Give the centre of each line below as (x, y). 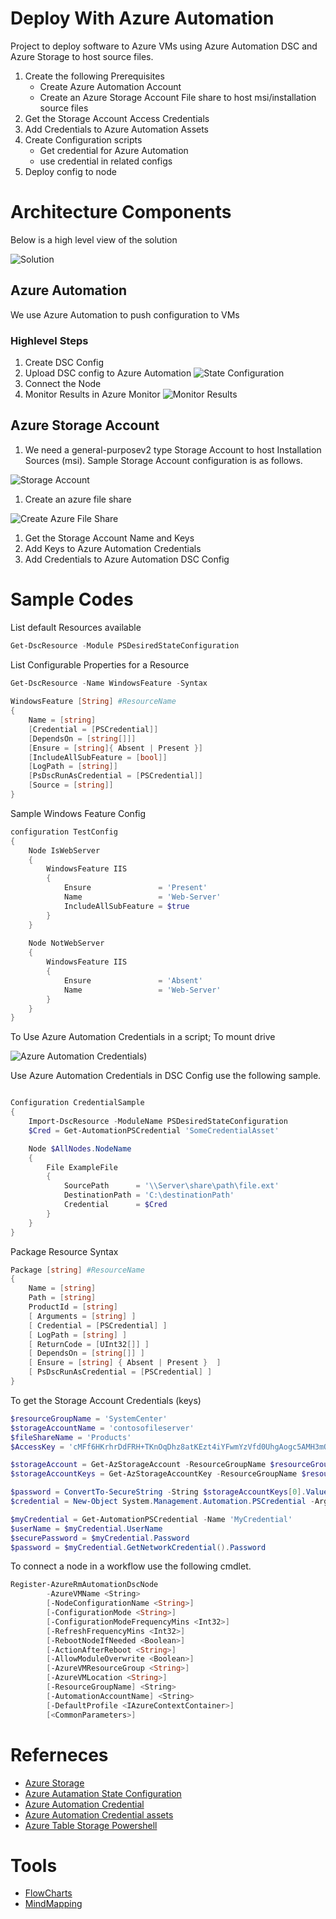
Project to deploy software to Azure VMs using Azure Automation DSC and (164, 46)
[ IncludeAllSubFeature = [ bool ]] (98, 757)
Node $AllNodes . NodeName (80, 1148)
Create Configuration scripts (83, 139)
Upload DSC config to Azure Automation (108, 373)
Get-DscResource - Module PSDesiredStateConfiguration (125, 645)
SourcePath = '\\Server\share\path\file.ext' (171, 1186)
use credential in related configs (106, 161)
